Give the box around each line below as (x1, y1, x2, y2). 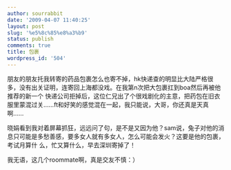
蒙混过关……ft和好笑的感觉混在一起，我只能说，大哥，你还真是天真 (19, 100, 209, 109)
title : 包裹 (7, 49, 39, 56)
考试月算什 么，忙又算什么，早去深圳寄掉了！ (7, 140, 136, 149)
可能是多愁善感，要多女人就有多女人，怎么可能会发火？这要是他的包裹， (19, 132, 225, 140)
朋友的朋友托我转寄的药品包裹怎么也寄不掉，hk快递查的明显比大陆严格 (7, 74, 208, 83)
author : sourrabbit (7, 10, 63, 17)
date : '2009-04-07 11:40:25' (7, 17, 91, 23)
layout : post (7, 23, 45, 30)
